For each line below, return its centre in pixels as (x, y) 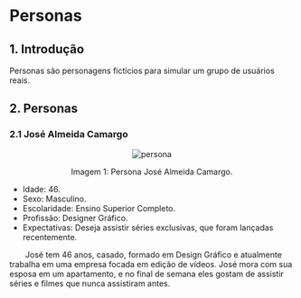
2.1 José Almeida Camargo (69, 135)
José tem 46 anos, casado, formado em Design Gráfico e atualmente (154, 255)
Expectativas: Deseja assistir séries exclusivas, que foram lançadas (148, 228)
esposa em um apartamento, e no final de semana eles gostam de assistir (147, 274)
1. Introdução (47, 49)
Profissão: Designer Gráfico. (75, 218)
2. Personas (44, 109)
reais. (20, 80)
